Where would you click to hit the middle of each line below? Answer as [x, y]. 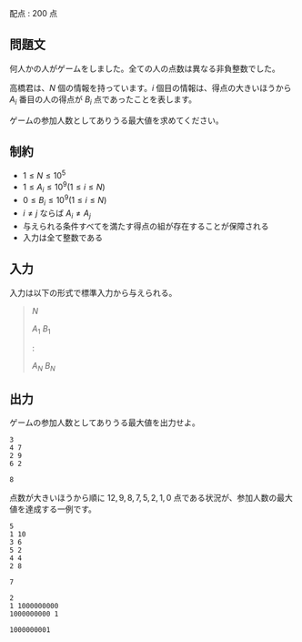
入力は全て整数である [62, 237]
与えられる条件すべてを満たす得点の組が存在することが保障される [146, 226]
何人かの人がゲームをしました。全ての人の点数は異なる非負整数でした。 [145, 68]
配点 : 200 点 [34, 13]
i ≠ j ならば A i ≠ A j [56, 214]
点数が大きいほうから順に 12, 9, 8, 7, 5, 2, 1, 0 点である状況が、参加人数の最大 [151, 498]
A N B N [44, 367]
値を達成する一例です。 [53, 509]
